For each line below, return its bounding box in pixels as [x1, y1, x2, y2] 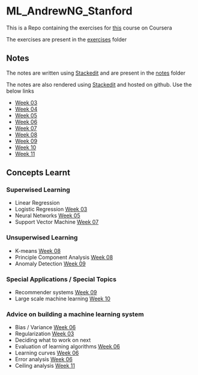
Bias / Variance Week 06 [14, 324, 76, 331]
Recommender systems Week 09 [14, 289, 97, 296]
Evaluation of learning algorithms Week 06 [14, 343, 121, 350]
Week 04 [14, 105, 38, 113]
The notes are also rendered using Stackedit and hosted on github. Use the [6, 81, 192, 88]
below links [6, 87, 34, 95]
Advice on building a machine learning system [6, 310, 144, 318]
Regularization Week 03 [14, 330, 74, 338]
